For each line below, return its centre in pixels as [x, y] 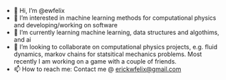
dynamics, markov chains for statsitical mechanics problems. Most [108, 54]
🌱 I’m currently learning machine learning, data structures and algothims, [116, 32]
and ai [22, 40]
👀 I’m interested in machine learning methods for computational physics [115, 18]
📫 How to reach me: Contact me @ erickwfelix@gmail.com [97, 69]
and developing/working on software [65, 25]
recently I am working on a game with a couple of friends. [95, 61]
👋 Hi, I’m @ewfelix [39, 11]
